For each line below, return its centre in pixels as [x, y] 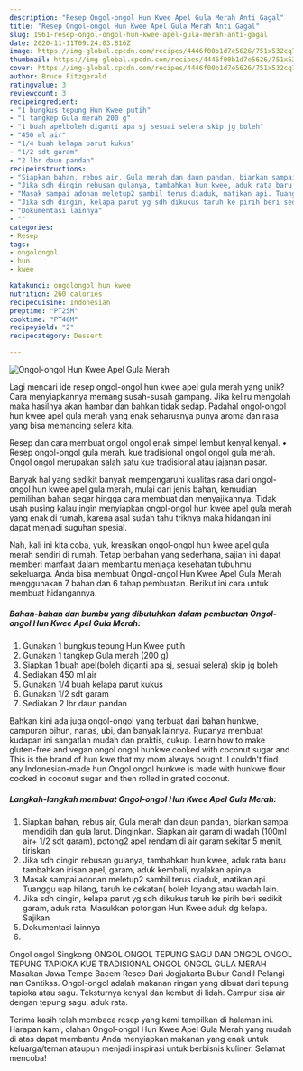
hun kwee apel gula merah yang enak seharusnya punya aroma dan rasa [144, 415]
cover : [22, 69]
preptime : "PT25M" [44, 311]
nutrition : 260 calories [56, 294]
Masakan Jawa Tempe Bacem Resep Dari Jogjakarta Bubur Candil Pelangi [147, 973]
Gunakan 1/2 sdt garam [66, 693]
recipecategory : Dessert [56, 336]
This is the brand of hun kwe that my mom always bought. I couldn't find [144, 759]
